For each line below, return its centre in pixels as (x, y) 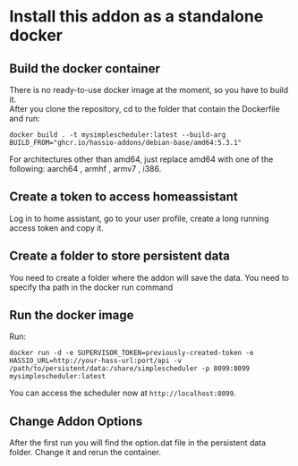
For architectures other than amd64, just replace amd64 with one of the (141, 159)
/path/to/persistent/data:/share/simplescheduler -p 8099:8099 (130, 369)
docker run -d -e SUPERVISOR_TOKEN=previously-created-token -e (132, 353)
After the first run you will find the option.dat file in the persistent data (138, 443)
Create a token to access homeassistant (124, 197)
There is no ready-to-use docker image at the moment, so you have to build (149, 90)
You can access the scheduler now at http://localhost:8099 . (123, 393)
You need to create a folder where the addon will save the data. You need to (149, 277)
